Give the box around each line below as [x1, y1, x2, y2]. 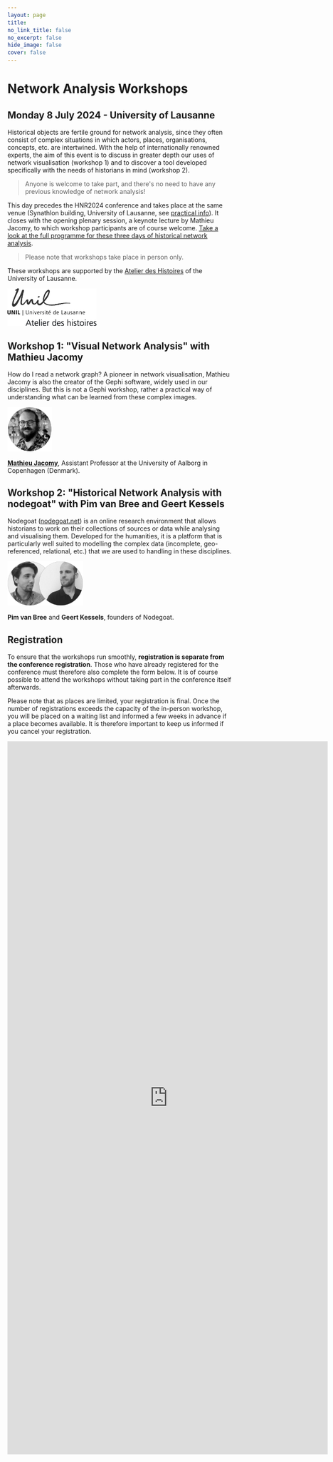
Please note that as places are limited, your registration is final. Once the [7, 697, 220, 705]
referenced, [7, 547, 42, 556]
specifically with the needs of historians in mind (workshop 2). [7, 166, 190, 174]
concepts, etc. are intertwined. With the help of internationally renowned [7, 143, 221, 151]
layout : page [7, 11, 46, 19]
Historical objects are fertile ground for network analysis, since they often [7, 128, 223, 136]
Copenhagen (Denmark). [7, 466, 80, 474]
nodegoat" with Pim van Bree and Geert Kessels [7, 498, 225, 510]
